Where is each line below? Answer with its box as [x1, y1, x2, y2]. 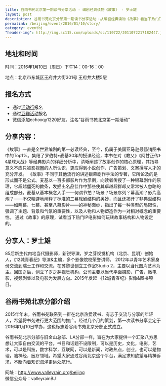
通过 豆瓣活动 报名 [12, 110, 47, 116]
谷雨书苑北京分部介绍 [5, 297, 70, 305]
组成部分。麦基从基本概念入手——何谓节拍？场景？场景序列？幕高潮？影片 [5, 190, 157, 196]
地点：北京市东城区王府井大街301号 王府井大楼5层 [5, 74, 107, 80]
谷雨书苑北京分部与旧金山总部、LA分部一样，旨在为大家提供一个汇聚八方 [5, 334, 154, 340]
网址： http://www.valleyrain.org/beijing [5, 369, 85, 376]
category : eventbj [5, 26, 43, 31]
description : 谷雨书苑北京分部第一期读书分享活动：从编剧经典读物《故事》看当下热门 [5, 16, 159, 21]
